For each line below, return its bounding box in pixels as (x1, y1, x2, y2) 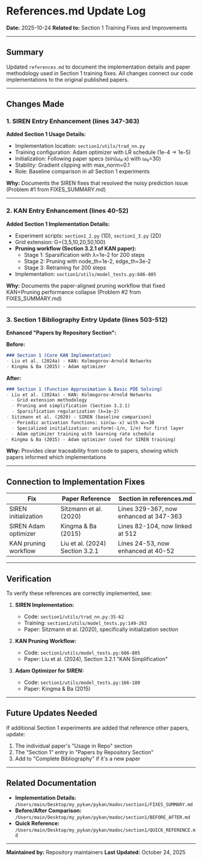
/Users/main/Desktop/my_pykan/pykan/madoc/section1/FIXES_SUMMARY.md (14, 801, 194, 807)
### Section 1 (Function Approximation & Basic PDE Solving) (6, 386, 163, 392)
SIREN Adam (9, 522, 45, 531)
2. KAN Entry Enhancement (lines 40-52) (6, 206, 129, 215)
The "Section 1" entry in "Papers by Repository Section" (14, 748, 154, 756)
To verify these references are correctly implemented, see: (6, 590, 152, 597)
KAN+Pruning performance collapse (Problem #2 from (6, 288, 141, 295)
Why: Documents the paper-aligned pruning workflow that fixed (6, 282, 165, 289)
